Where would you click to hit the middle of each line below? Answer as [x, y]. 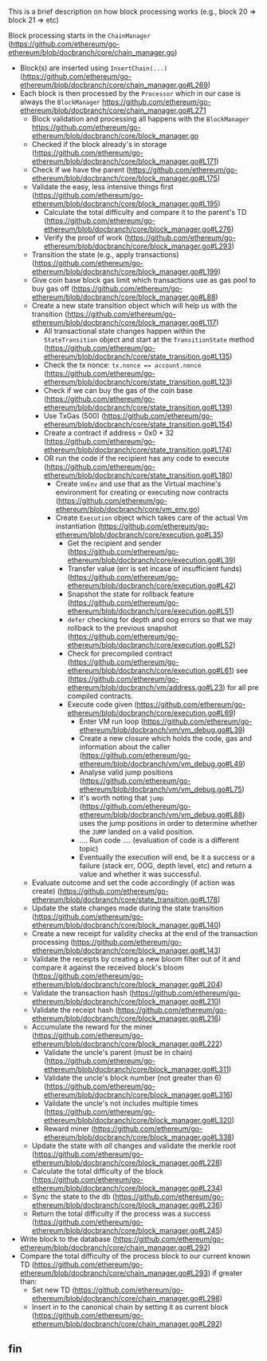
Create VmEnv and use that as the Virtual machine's [138, 484]
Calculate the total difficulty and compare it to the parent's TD [145, 212]
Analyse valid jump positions [126, 772]
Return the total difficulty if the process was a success [121, 1214]
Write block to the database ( [67, 1239]
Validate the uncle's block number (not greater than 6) [132, 1078]
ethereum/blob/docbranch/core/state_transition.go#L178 [124, 899]
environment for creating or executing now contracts [142, 492]
